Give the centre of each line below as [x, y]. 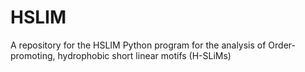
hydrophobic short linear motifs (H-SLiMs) [144, 55]
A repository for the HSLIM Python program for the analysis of [138, 45]
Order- [282, 45]
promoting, [33, 55]
